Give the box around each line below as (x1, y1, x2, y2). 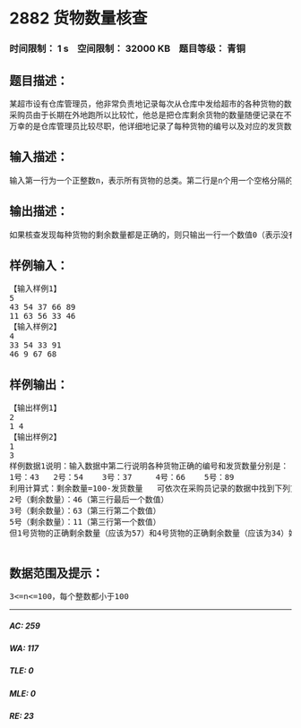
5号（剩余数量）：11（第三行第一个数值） (9, 517, 161, 527)
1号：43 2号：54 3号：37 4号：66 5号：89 (9, 472, 235, 483)
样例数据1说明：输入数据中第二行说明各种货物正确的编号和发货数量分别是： (9, 461, 289, 471)
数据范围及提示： (9, 565, 104, 580)
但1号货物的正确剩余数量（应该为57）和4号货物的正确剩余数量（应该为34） (9, 528, 289, 538)
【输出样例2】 (9, 432, 62, 442)
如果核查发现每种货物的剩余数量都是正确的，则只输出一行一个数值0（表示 (9, 229, 281, 240)
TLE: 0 (9, 665, 34, 676)
